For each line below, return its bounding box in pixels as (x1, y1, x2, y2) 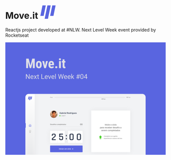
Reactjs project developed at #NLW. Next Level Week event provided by (5, 26, 156, 33)
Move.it (5, 10, 38, 21)
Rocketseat (5, 32, 29, 38)
